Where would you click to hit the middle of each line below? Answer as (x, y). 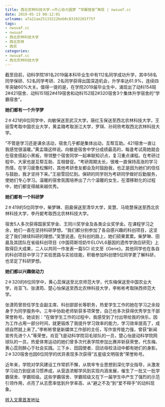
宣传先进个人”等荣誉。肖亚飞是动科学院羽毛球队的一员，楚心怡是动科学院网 (82, 335)
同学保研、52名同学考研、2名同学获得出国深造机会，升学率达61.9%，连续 (80, 81)
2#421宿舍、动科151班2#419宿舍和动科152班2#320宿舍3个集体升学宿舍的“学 (82, 93)
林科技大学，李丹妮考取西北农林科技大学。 (48, 214)
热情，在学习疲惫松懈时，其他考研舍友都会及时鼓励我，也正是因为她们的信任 (82, 168)
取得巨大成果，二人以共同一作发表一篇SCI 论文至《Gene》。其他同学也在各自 (82, 249)
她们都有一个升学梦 (25, 110)
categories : (17, 51)
